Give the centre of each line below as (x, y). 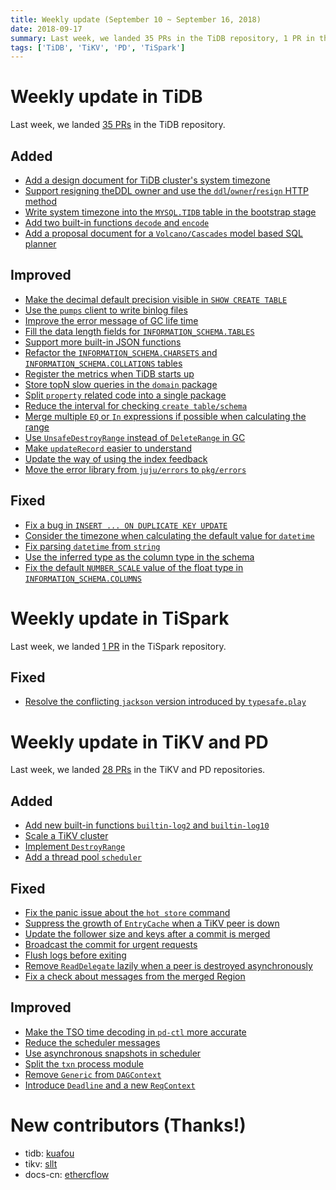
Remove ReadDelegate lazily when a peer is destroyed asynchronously (168, 965)
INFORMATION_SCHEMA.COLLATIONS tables (103, 363)
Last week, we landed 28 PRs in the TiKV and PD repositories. (138, 770)
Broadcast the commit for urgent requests (111, 944)
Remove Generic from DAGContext (93, 1074)
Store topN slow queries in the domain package (121, 384)
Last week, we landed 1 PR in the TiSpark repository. (118, 646)
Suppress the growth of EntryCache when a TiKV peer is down (152, 923)
